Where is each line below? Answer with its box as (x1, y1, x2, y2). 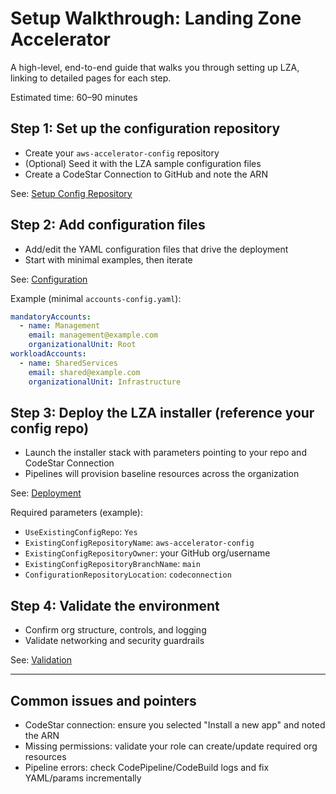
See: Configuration (10, 273, 88, 285)
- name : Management (19, 321, 101, 331)
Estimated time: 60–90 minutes (10, 91, 138, 103)
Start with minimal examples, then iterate (24, 253, 193, 266)
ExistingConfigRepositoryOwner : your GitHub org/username (24, 547, 271, 559)
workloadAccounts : (10, 349, 87, 359)
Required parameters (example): (10, 507, 143, 519)
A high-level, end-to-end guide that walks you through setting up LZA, (10, 61, 300, 73)
